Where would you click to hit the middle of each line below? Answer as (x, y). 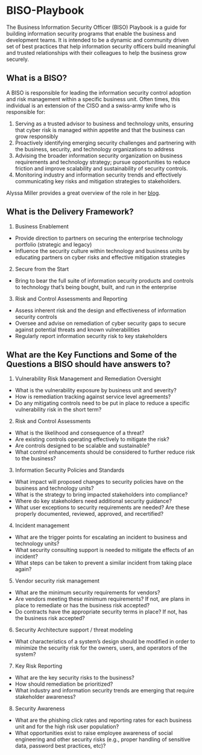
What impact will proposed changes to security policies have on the (99, 482)
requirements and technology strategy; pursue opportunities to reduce (103, 162)
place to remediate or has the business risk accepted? (82, 606)
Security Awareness (40, 709)
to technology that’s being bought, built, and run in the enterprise (96, 287)
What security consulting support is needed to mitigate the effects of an (104, 550)
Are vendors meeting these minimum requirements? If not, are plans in (102, 599)
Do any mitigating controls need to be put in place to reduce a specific (102, 403)
